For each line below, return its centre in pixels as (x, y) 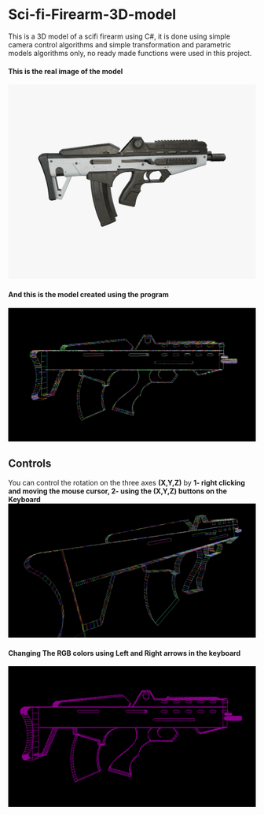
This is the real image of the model (66, 71)
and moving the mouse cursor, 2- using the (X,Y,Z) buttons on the (118, 491)
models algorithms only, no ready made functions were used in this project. (130, 53)
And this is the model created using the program (88, 294)
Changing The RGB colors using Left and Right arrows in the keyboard (125, 653)
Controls (30, 464)
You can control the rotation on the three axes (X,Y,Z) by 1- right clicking (127, 482)
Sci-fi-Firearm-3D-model (92, 15)
